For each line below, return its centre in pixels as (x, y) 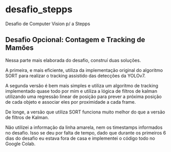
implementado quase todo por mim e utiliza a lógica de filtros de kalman (81, 91)
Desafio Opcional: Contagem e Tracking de (75, 40)
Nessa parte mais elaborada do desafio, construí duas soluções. (73, 60)
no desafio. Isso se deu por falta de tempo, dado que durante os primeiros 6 (86, 132)
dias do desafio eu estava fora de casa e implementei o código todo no (80, 138)
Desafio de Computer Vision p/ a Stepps (48, 24)
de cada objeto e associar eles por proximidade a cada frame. (71, 102)
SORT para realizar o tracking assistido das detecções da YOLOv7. (76, 75)
